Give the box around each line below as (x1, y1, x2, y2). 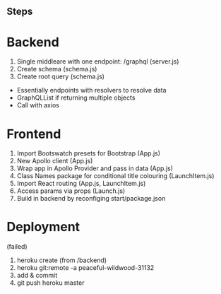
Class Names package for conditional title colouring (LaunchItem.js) (16, 172, 215, 180)
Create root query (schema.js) (16, 72, 105, 81)
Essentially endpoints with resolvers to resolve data (16, 86, 167, 95)
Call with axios (16, 101, 59, 110)
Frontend (6, 126, 61, 142)
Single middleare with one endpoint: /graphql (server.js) (16, 57, 179, 66)
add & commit (16, 271, 58, 280)
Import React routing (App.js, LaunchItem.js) (16, 180, 146, 188)
